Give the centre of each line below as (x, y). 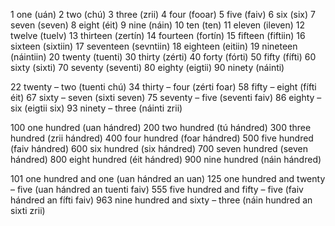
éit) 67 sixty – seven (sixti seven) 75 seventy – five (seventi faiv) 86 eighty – (166, 97)
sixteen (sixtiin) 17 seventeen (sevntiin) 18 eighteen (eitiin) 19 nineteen (154, 46)
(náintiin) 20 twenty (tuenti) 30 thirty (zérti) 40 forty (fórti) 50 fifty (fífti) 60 (163, 57)
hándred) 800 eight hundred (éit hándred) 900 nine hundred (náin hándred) (166, 159)
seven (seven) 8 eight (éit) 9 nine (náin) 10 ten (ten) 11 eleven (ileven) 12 (158, 25)
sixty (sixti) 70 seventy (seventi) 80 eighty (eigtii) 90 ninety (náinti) (147, 67)
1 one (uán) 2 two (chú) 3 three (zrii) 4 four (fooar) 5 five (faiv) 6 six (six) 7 (163, 14)
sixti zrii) (28, 210)
